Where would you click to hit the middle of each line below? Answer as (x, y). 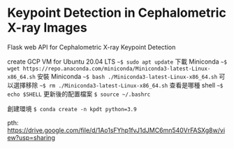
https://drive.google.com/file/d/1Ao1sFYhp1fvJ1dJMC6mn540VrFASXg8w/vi (116, 130)
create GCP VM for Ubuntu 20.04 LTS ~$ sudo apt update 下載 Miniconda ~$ (117, 62)
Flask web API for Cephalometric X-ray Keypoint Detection (92, 47)
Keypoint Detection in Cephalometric (117, 13)
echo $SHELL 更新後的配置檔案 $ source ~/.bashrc (79, 94)
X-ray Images (47, 28)
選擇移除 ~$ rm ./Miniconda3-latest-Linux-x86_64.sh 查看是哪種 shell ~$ (118, 85)
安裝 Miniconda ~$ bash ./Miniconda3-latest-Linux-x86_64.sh (127, 76)
